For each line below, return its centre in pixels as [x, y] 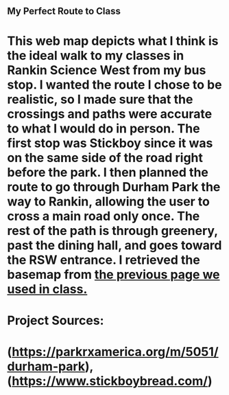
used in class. [47, 289]
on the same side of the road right [105, 158]
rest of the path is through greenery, [112, 230]
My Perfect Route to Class [64, 11]
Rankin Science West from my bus [107, 70]
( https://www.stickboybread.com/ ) [110, 381]
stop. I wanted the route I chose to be [114, 84]
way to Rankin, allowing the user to [109, 201]
